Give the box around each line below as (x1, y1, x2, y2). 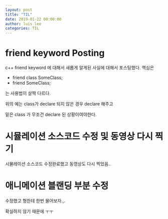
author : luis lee (5, 21, 42, 26)
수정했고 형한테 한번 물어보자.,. (5, 197, 66, 203)
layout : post (5, 7, 33, 12)
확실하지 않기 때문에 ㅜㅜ (5, 208, 54, 214)
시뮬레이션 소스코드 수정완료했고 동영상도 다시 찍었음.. (5, 161, 111, 166)
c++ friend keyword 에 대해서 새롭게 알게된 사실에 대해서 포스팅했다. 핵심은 (5, 64, 154, 70)
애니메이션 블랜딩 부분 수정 (5, 180, 109, 191)
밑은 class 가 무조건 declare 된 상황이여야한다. (5, 111, 97, 117)
